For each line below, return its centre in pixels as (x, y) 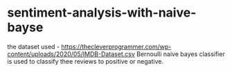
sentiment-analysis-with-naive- (102, 13)
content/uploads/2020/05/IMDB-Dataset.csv (71, 54)
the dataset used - (34, 46)
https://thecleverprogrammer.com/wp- (116, 46)
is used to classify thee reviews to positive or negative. (86, 61)
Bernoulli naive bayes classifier (180, 54)
